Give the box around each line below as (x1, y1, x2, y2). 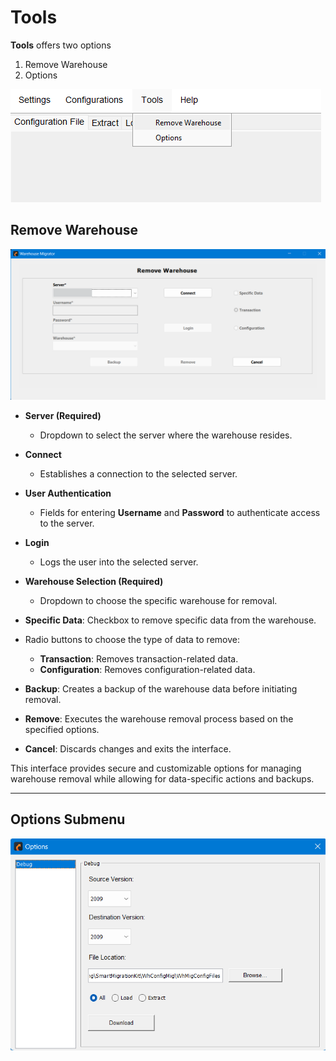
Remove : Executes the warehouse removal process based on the (24, 712, 294, 725)
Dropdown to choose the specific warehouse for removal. (39, 594, 278, 606)
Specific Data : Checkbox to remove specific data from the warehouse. (24, 614, 317, 626)
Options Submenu (10, 811, 126, 828)
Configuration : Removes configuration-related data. (39, 663, 256, 675)
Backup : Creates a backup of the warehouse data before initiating (24, 682, 298, 695)
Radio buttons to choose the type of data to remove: (24, 633, 240, 645)
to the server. (39, 517, 95, 529)
